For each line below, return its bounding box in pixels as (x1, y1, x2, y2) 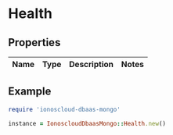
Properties (8, 36, 61, 49)
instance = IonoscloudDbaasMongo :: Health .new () (8, 119, 167, 127)
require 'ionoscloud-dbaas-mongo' (8, 105, 121, 113)
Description (69, 59, 114, 69)
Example (8, 85, 52, 98)
